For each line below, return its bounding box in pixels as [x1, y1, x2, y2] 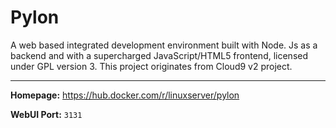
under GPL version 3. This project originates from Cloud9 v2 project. [10, 60, 293, 72]
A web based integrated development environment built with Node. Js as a [10, 39, 318, 51]
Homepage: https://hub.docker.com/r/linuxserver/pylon [10, 89, 240, 101]
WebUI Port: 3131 [10, 108, 83, 120]
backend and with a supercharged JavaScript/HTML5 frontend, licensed [10, 49, 309, 61]
